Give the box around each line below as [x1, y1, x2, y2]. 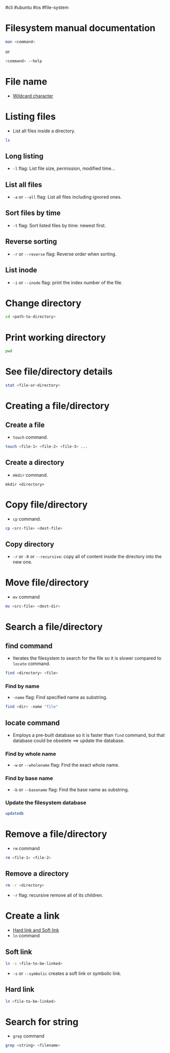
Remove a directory [5, 869, 69, 878]
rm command [12, 845, 40, 851]
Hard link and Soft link [12, 927, 60, 933]
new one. [12, 559, 33, 565]
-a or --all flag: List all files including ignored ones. [12, 194, 122, 200]
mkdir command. [12, 472, 48, 478]
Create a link [5, 910, 60, 922]
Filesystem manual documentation [5, 23, 156, 34]
